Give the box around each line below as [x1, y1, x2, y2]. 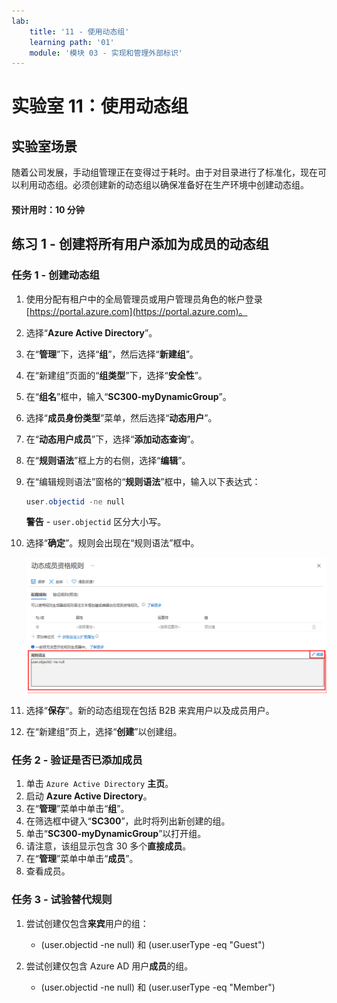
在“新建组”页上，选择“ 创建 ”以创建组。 [25, 726, 183, 738]
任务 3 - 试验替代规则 [11, 893, 113, 907]
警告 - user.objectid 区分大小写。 [25, 516, 167, 528]
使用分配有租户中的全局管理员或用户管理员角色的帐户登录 [25, 293, 263, 305]
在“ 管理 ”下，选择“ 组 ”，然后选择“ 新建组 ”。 [25, 348, 199, 360]
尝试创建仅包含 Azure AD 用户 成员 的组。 [25, 960, 194, 972]
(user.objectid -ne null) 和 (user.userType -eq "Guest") [40, 938, 266, 950]
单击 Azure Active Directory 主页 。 [25, 778, 174, 790]
